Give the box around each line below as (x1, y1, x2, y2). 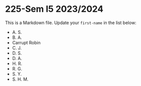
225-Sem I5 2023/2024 (5, 3, 104, 15)
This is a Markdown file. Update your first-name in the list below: (5, 20, 137, 26)
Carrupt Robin (12, 39, 41, 45)
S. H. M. (12, 76, 28, 82)
